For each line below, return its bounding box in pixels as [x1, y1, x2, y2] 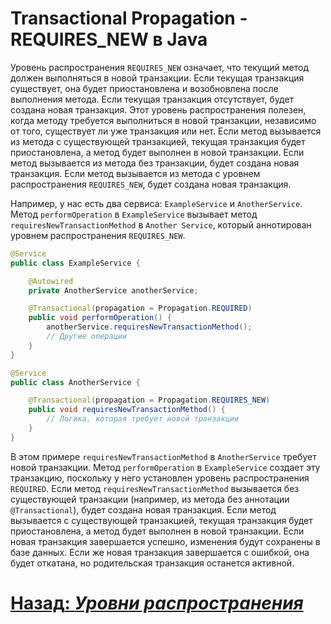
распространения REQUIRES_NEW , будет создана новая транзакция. [10, 178, 292, 190]
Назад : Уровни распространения [10, 592, 304, 614]
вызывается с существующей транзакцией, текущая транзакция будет [10, 514, 313, 526]
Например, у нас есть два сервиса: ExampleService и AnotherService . [10, 197, 303, 209]
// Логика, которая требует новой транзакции [46, 414, 240, 424]
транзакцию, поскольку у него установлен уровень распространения [10, 472, 310, 484]
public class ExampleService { [10, 258, 141, 268]
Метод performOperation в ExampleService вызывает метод [10, 208, 258, 220]
